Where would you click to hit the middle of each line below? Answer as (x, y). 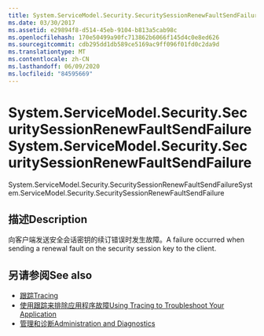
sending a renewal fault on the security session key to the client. (112, 249)
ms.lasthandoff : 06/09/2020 (54, 67)
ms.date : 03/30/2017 (42, 23)
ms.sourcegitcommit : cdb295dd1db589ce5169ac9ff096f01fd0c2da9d (114, 45)
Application (38, 314)
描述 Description (48, 219)
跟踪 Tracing (39, 296)
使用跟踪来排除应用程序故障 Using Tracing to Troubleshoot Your (122, 305)
